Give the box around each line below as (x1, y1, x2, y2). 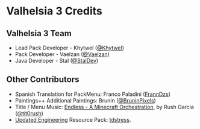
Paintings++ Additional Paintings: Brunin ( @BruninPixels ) (14, 96, 157, 104)
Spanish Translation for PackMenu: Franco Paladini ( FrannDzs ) (14, 90, 170, 98)
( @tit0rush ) (14, 110, 44, 117)
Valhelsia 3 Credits (6, 4, 102, 18)
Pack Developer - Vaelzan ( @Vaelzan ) (14, 51, 110, 58)
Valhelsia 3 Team (6, 28, 72, 39)
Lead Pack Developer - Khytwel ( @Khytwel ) (14, 44, 125, 51)
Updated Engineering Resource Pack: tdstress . (14, 116, 131, 123)
